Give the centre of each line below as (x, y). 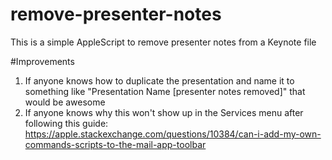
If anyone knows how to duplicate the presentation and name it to (159, 80)
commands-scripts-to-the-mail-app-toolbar (115, 144)
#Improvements (42, 61)
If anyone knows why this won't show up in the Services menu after (164, 112)
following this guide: (66, 123)
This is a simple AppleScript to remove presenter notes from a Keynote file (163, 42)
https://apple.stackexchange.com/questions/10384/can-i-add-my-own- (173, 134)
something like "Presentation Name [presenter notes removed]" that (165, 91)
